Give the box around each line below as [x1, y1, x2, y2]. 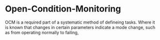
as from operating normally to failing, [5, 29, 79, 35]
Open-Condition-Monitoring [5, 3, 121, 14]
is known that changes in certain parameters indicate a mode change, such [5, 24, 156, 30]
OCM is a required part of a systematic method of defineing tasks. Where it [5, 19, 155, 25]
